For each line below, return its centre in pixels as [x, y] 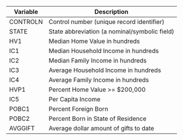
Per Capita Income [75, 99]
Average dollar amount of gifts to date [101, 128]
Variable [26, 12]
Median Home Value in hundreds [94, 41]
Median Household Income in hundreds [104, 51]
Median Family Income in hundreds [98, 60]
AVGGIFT [22, 128]
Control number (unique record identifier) [107, 22]
